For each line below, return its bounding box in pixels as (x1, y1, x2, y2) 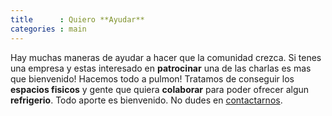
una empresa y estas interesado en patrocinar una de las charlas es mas (10, 62, 312, 74)
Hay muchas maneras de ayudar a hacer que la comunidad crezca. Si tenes (10, 51, 322, 63)
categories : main (10, 24, 87, 34)
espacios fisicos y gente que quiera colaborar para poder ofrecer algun (10, 83, 310, 95)
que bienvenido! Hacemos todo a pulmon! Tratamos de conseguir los (10, 72, 295, 85)
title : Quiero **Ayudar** (10, 14, 145, 25)
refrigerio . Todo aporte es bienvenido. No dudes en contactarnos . (10, 94, 283, 106)
